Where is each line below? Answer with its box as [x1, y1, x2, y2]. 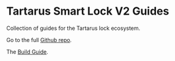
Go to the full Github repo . [6, 36, 72, 43]
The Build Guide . [6, 48, 49, 56]
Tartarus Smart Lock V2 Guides [6, 4, 169, 18]
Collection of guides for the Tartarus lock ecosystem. [6, 24, 141, 32]
